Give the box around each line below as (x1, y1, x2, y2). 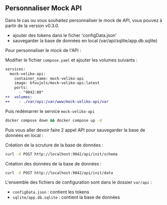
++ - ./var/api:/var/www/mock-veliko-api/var (5, 99, 109, 104)
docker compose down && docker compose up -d (5, 117, 102, 123)
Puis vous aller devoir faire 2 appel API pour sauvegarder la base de (5, 127, 145, 133)
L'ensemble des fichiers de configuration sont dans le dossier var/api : (5, 179, 152, 185)
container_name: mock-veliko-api (14, 76, 84, 81)
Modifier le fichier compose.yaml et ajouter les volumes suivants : (5, 57, 138, 63)
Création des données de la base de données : (5, 160, 102, 166)
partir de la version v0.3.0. (5, 22, 60, 28)
